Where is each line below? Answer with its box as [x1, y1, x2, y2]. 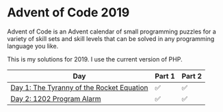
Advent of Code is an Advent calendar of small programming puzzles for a [7, 27, 217, 36]
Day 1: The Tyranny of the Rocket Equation [10, 83, 148, 92]
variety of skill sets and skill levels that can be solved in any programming [7, 34, 215, 42]
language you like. [7, 42, 59, 50]
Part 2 [181, 71, 202, 81]
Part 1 [155, 71, 176, 81]
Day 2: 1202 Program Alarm [10, 94, 101, 103]
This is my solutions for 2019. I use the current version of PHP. [7, 55, 183, 63]
